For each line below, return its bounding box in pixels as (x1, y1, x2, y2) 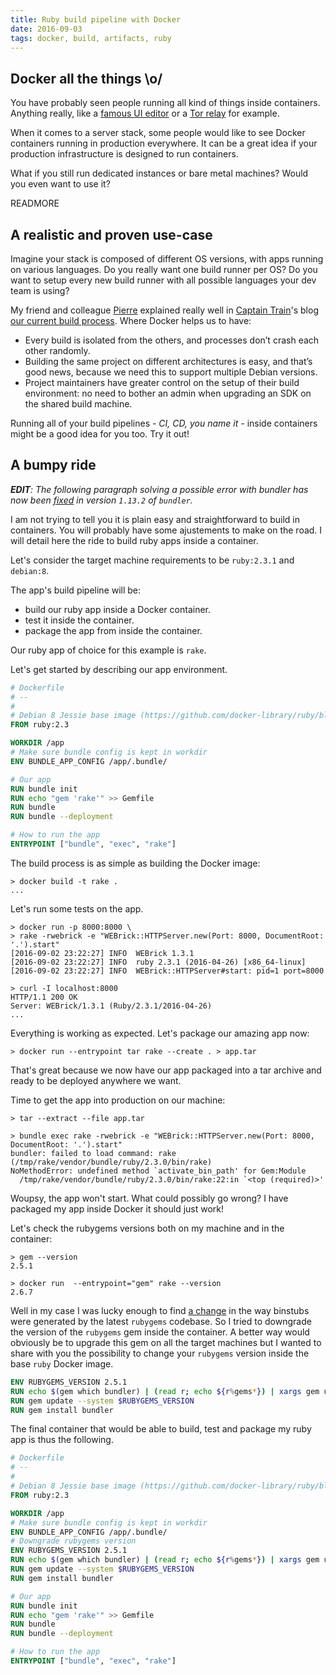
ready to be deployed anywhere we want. (10, 1074, 182, 1086)
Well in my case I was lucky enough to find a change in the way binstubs (10, 1304, 310, 1316)
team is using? (10, 285, 70, 296)
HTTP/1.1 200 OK (10, 992, 78, 1002)
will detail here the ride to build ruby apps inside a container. (10, 534, 259, 546)
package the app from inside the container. (24, 624, 203, 636)
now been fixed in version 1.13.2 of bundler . (10, 494, 193, 506)
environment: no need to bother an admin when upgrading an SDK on (24, 387, 312, 399)
